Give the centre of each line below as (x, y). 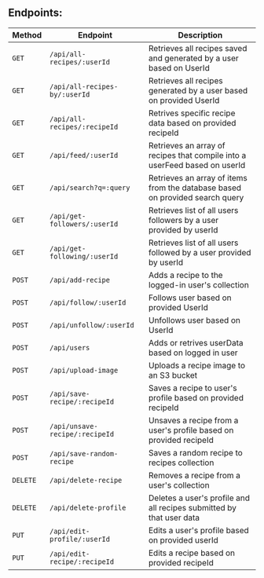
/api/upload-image (84, 370)
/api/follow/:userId (88, 302)
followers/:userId (84, 224)
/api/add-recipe (80, 280)
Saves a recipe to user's (192, 388)
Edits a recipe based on (192, 553)
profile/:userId (80, 539)
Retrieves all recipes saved (198, 48)
